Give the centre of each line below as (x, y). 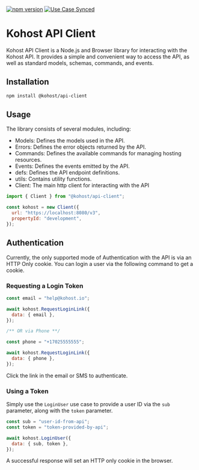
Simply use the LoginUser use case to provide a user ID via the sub (88, 404)
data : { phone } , (33, 359)
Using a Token (28, 391)
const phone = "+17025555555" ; (45, 342)
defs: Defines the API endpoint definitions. (67, 173)
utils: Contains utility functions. (53, 179)
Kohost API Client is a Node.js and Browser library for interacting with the (97, 50)
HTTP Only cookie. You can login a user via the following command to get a (100, 264)
